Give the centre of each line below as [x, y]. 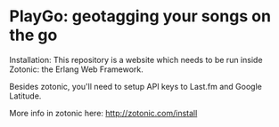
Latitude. [25, 96]
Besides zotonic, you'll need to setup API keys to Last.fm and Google [136, 86]
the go [33, 35]
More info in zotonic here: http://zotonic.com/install [103, 113]
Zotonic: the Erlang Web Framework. [77, 69]
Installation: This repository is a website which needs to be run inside [136, 60]
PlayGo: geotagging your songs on [140, 16]
